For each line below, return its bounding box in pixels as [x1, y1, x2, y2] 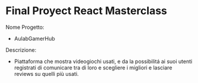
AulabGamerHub [14, 35, 56, 42]
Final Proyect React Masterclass [5, 4, 167, 18]
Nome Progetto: [5, 24, 44, 31]
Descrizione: [5, 46, 37, 54]
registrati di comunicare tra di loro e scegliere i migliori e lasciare [14, 64, 173, 71]
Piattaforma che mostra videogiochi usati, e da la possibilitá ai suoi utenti [14, 58, 193, 65]
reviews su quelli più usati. [14, 70, 79, 77]
